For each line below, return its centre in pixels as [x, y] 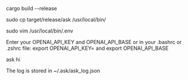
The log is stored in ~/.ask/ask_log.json [53, 71]
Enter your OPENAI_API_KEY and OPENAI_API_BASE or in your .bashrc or [94, 42]
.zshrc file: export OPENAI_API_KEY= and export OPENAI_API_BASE [87, 48]
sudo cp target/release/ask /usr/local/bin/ [56, 19]
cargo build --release [32, 8]
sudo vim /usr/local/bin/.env [40, 31]
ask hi [13, 59]
